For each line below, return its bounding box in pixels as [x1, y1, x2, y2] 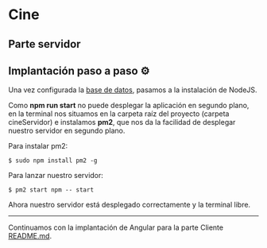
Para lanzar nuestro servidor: [8, 171, 103, 180]
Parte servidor [8, 37, 81, 51]
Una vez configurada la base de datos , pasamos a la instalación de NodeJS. [8, 85, 257, 95]
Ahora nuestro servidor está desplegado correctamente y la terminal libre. [8, 200, 251, 210]
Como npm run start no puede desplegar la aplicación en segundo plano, [8, 101, 250, 110]
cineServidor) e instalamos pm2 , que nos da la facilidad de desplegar [8, 118, 236, 127]
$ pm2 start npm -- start [8, 186, 94, 194]
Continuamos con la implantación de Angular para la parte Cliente [8, 223, 224, 232]
